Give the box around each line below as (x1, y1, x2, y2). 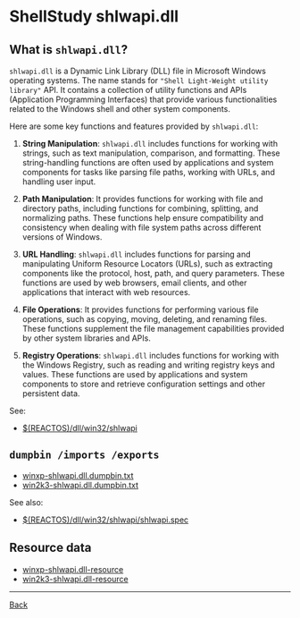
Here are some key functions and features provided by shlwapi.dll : (9, 121, 259, 131)
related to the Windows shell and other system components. (9, 104, 230, 114)
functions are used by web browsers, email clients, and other (21, 277, 247, 288)
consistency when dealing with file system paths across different (21, 222, 262, 233)
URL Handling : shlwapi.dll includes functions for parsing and (21, 249, 252, 259)
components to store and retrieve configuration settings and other (21, 378, 266, 389)
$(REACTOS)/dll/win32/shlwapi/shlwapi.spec (21, 514, 189, 525)
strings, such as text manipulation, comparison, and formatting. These (21, 148, 280, 158)
